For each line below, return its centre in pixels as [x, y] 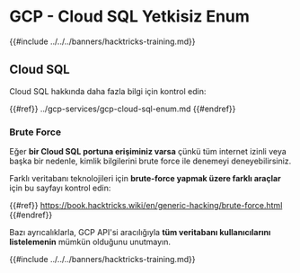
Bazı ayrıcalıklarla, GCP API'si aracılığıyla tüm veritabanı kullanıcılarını [140, 233]
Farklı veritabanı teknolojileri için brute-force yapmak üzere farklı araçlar [145, 179]
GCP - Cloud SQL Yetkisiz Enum [129, 17]
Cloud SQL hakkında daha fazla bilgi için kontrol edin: [108, 91]
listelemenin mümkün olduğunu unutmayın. [90, 242]
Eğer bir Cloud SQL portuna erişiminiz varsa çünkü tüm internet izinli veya [148, 152]
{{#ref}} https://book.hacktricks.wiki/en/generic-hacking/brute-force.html [146, 206]
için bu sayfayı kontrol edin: [60, 188]
